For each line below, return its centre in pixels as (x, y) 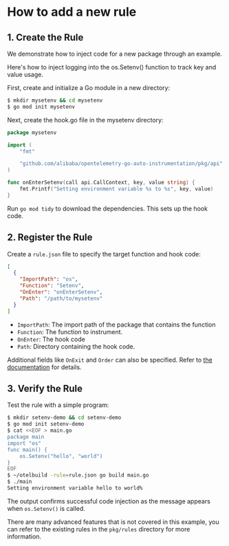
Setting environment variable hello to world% (75, 488)
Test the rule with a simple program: (58, 405)
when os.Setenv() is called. (46, 508)
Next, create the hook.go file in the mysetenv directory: (85, 120)
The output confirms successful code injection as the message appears (109, 501)
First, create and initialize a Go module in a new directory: (89, 88)
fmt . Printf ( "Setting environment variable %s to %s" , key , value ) (117, 189)
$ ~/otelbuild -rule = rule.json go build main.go (78, 475)
